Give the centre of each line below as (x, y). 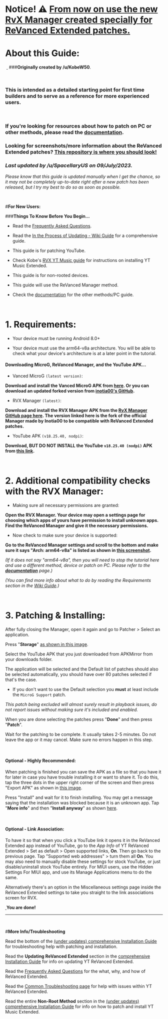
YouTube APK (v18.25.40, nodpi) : (48, 435)
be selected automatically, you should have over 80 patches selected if (78, 674)
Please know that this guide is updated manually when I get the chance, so (83, 176)
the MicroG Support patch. (39, 694)
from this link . (20, 450)
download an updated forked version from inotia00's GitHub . (70, 390)
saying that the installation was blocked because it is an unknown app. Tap (82, 802)
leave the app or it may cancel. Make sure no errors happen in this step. (79, 739)
